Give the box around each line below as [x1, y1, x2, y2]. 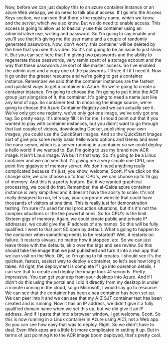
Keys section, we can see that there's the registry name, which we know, [5, 15, 155, 20]
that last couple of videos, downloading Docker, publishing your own [5, 126, 146, 131]
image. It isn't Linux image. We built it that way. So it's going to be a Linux [5, 152, 156, 158]
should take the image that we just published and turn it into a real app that [5, 247, 159, 253]
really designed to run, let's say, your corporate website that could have [5, 195, 153, 201]
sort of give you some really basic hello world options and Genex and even [5, 136, 159, 142]
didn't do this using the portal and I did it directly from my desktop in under [5, 279, 159, 285]
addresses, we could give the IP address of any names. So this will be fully [5, 221, 159, 227]
